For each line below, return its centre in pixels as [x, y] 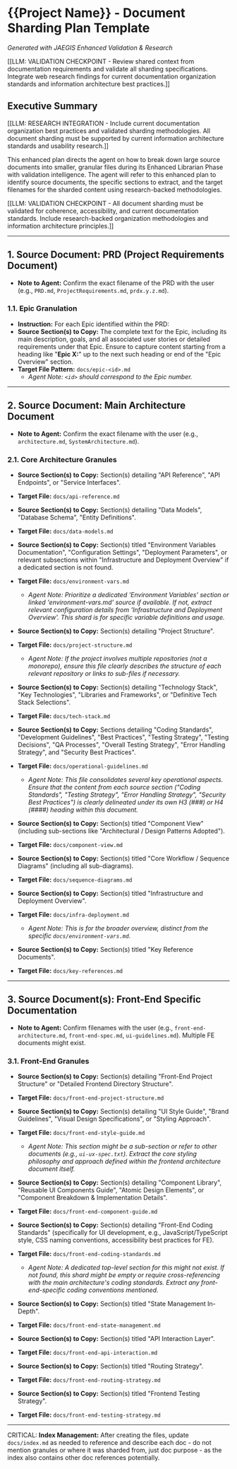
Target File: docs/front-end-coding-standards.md [89, 1254]
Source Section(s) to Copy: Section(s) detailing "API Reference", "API [119, 475]
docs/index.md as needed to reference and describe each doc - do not [109, 1443]
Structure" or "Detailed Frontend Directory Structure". [95, 1084]
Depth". [29, 1311]
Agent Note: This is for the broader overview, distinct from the [118, 928]
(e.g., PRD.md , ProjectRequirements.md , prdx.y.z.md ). [93, 290]
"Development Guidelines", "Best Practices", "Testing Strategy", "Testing [123, 737]
